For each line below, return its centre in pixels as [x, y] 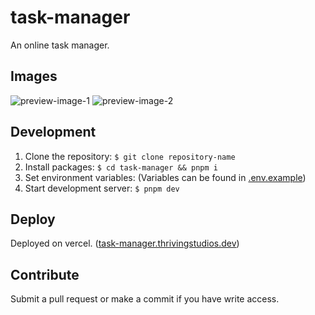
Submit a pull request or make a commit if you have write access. [145, 299]
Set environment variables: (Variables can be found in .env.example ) [165, 177]
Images [34, 76]
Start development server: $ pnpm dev [102, 188]
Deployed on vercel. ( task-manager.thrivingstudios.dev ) [125, 243]
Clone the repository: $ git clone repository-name [130, 156]
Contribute [45, 274]
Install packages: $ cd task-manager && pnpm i [121, 167]
